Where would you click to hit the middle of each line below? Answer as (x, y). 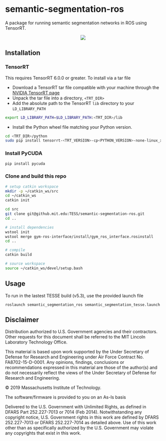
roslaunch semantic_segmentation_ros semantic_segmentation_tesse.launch (83, 305)
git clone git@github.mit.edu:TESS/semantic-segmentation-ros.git (75, 214)
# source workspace (25, 264)
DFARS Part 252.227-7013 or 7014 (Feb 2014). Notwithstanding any (74, 412)
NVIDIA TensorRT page (36, 93)
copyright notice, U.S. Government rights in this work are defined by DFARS (82, 417)
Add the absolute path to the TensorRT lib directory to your (73, 103)
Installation (23, 53)
